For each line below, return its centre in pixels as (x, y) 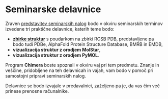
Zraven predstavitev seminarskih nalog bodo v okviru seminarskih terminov (84, 23)
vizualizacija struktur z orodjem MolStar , (57, 49)
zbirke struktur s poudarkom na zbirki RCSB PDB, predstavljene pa (83, 39)
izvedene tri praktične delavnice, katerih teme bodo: (60, 29)
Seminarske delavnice (53, 9)
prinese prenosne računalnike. (37, 91)
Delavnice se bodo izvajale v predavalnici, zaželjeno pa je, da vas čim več (83, 86)
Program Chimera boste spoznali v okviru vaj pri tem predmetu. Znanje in (82, 65)
